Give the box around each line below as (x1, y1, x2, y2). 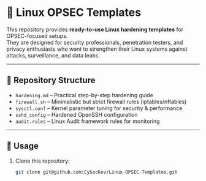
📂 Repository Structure (6, 75, 96, 86)
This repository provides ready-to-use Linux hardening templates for (6, 26, 184, 33)
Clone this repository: (15, 157, 70, 164)
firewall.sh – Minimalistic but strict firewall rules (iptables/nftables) (15, 98, 187, 105)
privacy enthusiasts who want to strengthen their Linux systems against (6, 45, 188, 53)
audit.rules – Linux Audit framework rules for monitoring (15, 117, 161, 125)
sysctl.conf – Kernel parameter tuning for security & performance (15, 104, 183, 112)
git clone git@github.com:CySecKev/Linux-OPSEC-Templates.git (15, 169, 178, 175)
